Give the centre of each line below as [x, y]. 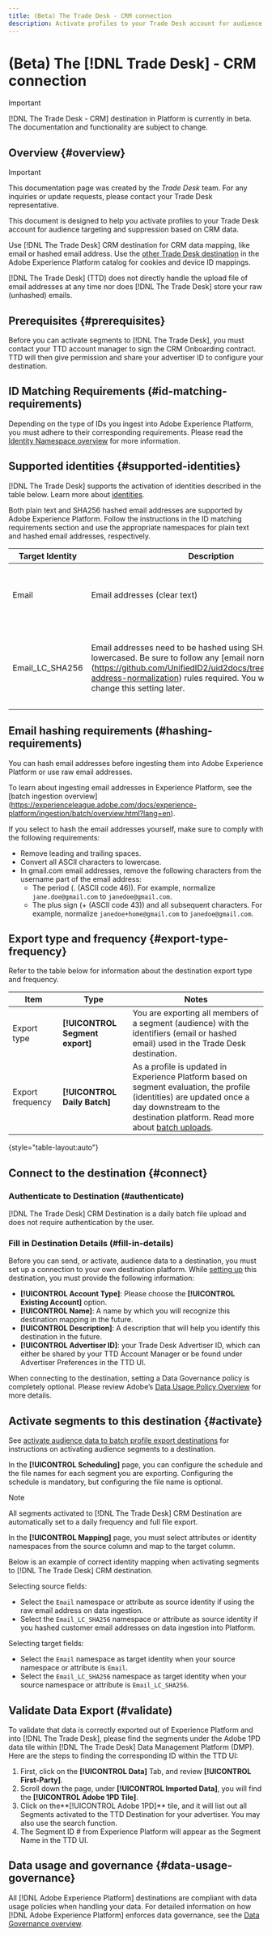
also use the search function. [68, 1823]
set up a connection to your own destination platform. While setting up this [133, 1270]
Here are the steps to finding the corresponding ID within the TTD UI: [123, 1755]
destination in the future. [61, 1337]
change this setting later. [138, 687]
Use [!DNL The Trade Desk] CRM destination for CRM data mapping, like [129, 245]
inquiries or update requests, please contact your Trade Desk [110, 197]
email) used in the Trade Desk [189, 1044]
